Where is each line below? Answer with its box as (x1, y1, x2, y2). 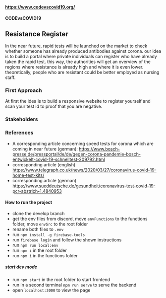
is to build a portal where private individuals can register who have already (5, 54, 157, 59)
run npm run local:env (12, 242, 58, 248)
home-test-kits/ (12, 172, 45, 178)
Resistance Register (5, 30, 68, 38)
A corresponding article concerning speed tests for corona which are (12, 141, 154, 147)
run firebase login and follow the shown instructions (12, 236, 122, 243)
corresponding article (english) (12, 161, 76, 167)
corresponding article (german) (12, 177, 77, 183)
